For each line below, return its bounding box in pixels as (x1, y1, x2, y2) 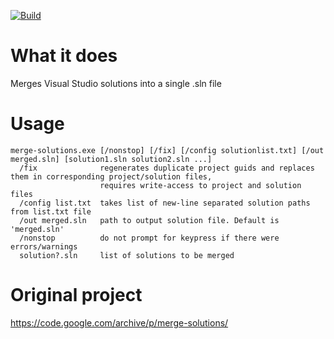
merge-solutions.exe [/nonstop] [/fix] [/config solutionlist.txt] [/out (10, 145, 325, 155)
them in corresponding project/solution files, (10, 171, 213, 182)
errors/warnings (10, 241, 78, 252)
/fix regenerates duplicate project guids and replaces (19, 163, 315, 173)
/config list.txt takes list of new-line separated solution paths (19, 198, 311, 208)
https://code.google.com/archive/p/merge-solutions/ (10, 316, 229, 329)
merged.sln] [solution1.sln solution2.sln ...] (10, 154, 213, 164)
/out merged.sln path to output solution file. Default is (19, 215, 280, 225)
